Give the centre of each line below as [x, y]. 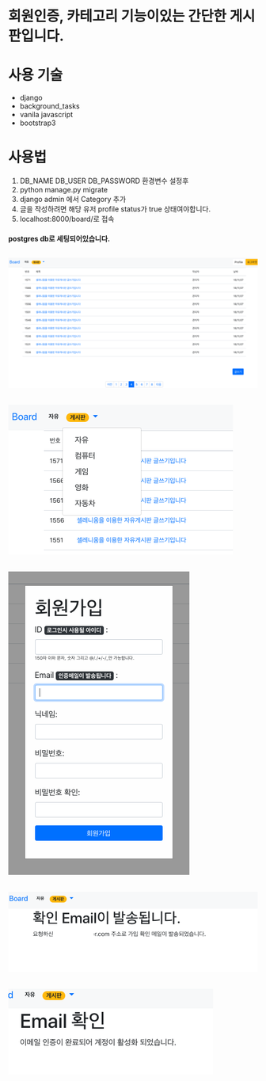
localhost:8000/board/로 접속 [67, 219]
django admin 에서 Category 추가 [73, 200]
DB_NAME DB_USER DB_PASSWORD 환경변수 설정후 [104, 181]
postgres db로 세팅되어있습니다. [59, 238]
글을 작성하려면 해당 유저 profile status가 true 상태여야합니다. [115, 209]
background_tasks [50, 106]
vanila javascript [46, 115]
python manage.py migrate [64, 190]
